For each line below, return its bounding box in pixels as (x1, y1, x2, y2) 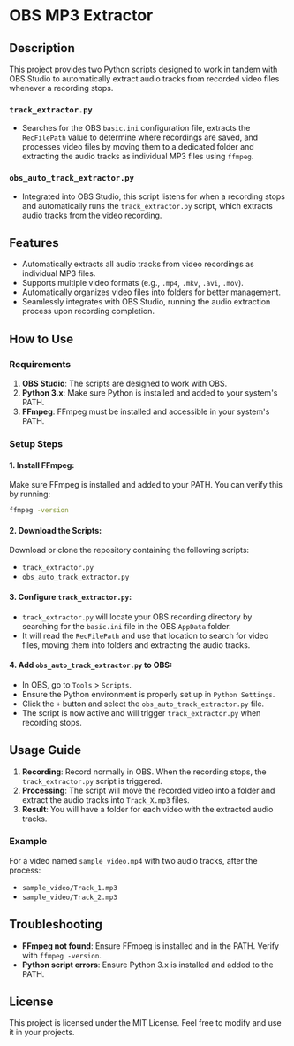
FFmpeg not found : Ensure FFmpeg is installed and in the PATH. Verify (21, 940, 280, 951)
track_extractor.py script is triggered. (21, 775, 163, 786)
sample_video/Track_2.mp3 (21, 893, 117, 902)
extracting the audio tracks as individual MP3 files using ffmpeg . (21, 151, 254, 162)
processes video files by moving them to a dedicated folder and (21, 142, 254, 152)
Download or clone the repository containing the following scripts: (9, 545, 250, 556)
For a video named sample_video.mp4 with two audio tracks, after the (9, 855, 258, 865)
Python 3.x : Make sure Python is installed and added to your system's (21, 388, 278, 398)
